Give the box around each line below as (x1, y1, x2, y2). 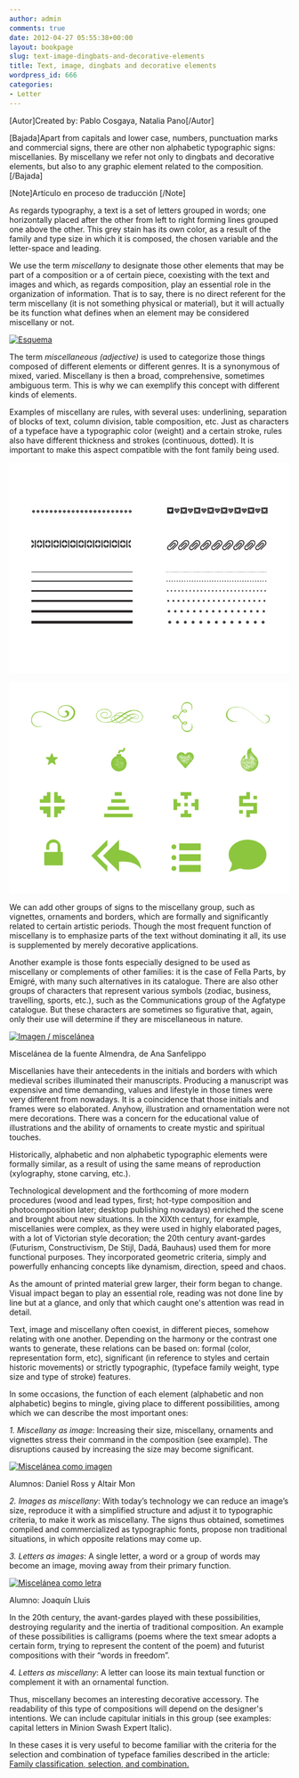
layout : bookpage (9, 43, 74, 52)
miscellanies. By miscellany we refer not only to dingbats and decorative (9, 152, 275, 162)
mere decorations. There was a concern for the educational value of (9, 1112, 260, 1123)
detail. (9, 1307, 33, 1317)
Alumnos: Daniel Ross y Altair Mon (9, 1478, 136, 1488)
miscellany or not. (9, 316, 75, 327)
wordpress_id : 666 (9, 71, 77, 80)
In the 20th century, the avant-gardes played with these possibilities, (9, 1611, 261, 1622)
